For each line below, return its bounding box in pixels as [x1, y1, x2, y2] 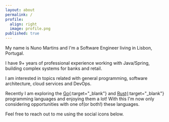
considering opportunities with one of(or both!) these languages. [5, 101, 140, 107]
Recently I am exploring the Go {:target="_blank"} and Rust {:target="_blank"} [5, 91, 164, 96]
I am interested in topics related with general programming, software [5, 75, 148, 81]
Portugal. [5, 50, 24, 56]
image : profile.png [10, 26, 51, 31]
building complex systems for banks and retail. [5, 65, 102, 71]
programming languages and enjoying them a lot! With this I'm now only [5, 96, 155, 102]
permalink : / [5, 12, 33, 17]
